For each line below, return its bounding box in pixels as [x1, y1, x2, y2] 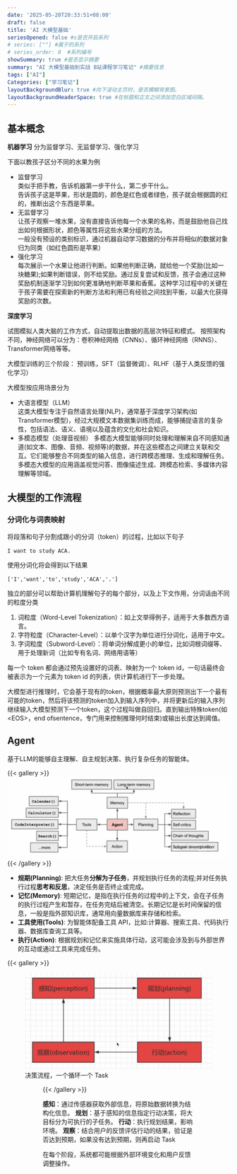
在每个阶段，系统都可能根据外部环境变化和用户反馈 [42, 1151, 191, 1159]
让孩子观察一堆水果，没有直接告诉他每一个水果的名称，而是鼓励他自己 [17, 217, 222, 226]
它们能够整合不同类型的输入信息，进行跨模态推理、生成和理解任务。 [30, 452, 228, 460]
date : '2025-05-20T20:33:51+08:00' [7, 11, 112, 18]
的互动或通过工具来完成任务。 [17, 944, 104, 952]
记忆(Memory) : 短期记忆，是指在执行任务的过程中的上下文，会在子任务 [17, 891, 224, 899]
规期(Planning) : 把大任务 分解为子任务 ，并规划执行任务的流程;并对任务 [17, 873, 221, 882]
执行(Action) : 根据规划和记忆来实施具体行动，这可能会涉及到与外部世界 [17, 935, 225, 944]
